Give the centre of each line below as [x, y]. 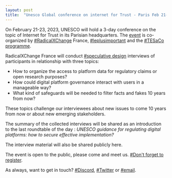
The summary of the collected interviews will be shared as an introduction [83, 124]
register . [14, 160]
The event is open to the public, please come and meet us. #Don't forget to [84, 154]
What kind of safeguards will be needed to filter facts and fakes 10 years [89, 93]
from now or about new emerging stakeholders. [56, 114]
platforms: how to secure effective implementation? [60, 134]
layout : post [19, 10]
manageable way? [32, 87]
